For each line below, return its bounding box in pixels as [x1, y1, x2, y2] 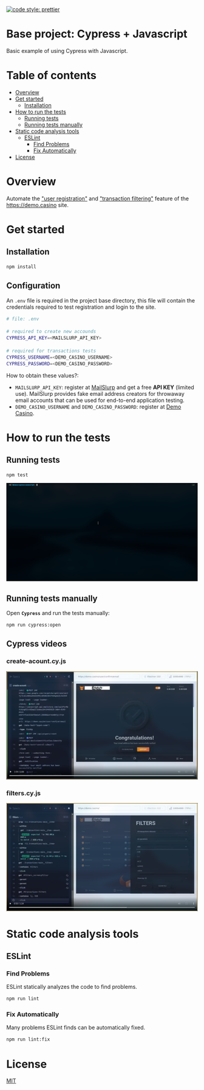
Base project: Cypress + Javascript [6, 27, 188, 41]
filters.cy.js [6, 789, 41, 797]
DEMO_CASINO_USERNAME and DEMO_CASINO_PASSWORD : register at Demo [15, 403, 182, 410]
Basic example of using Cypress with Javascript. [6, 47, 128, 54]
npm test [6, 472, 29, 478]
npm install [6, 264, 36, 270]
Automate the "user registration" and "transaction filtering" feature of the [6, 195, 189, 202]
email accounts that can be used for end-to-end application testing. [15, 396, 185, 404]
